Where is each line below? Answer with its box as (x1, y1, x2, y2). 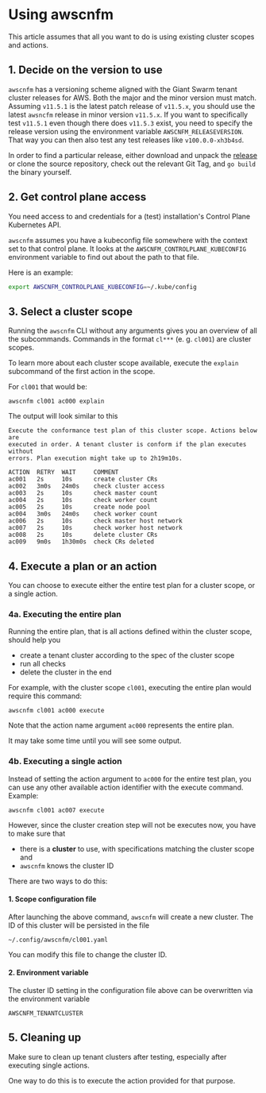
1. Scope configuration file (8, 894, 97, 904)
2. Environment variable (8, 967, 89, 978)
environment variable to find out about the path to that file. (8, 252, 200, 261)
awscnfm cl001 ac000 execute (8, 707, 105, 715)
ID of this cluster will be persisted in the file (8, 920, 149, 930)
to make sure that (8, 828, 66, 838)
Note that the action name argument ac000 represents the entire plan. (8, 720, 234, 730)
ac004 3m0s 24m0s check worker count (8, 510, 158, 518)
